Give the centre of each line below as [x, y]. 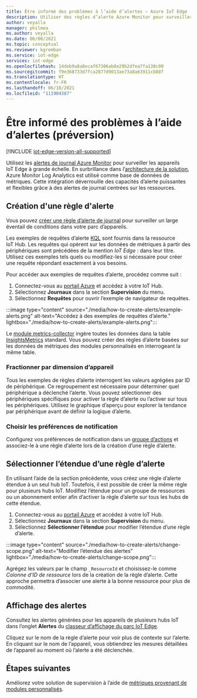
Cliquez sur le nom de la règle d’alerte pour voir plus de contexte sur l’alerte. [98, 637]
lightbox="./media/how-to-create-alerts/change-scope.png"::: [81, 557]
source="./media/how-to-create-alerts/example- [124, 310]
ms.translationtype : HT [35, 77]
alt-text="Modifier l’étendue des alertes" [84, 551]
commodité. [21, 587]
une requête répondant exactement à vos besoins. [67, 263]
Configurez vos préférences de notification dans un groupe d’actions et [92, 439]
